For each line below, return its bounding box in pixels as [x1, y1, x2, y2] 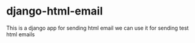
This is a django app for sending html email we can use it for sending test [6, 24, 189, 31]
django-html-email [6, 4, 103, 18]
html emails [6, 30, 35, 38]
